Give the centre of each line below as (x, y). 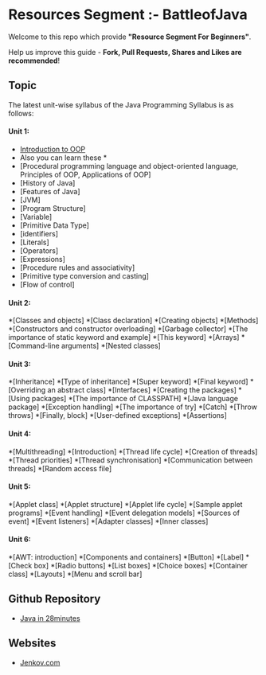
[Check (20, 565)
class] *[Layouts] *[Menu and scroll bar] (75, 574)
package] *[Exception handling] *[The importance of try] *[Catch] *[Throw (133, 407)
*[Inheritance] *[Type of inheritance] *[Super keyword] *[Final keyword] (128, 382)
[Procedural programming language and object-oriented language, (129, 166)
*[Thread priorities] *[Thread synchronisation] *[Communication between (131, 460)
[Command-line (34, 346)
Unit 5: (20, 486)
